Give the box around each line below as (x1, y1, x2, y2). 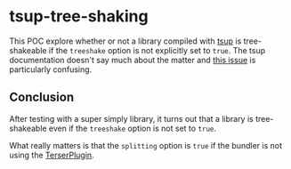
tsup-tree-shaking (9, 6, 149, 27)
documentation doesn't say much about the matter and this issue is (9, 54, 256, 65)
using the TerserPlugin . (9, 149, 95, 160)
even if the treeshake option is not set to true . (48, 123, 216, 133)
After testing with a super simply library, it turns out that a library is (9, 113, 254, 124)
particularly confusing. (9, 64, 93, 75)
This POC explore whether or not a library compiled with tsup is (9, 36, 242, 46)
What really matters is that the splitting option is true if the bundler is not (9, 140, 283, 150)
